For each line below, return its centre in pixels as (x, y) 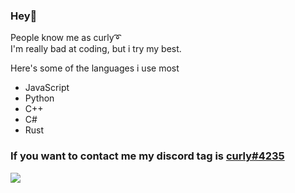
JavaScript (47, 88)
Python (39, 98)
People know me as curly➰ (66, 38)
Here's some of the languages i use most (95, 68)
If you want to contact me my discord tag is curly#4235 (147, 156)
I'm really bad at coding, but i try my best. (96, 49)
